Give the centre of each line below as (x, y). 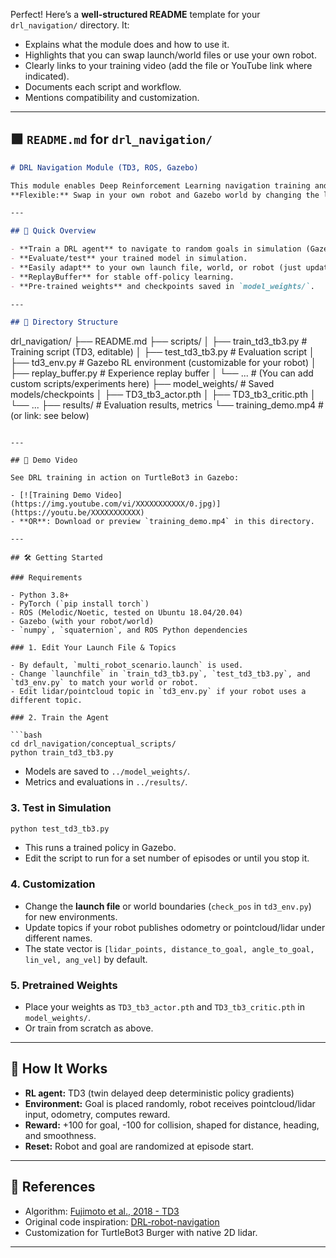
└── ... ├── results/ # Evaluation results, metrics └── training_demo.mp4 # (167, 405)
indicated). (47, 76)
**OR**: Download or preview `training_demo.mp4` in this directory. (167, 522)
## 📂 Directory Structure (64, 322)
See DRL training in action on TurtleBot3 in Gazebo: (125, 478)
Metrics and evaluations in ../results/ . (106, 782)
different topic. (46, 700)
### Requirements (46, 578)
